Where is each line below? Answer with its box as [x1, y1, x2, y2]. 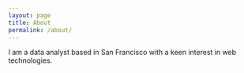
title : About [8, 19, 51, 27]
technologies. [8, 56, 53, 65]
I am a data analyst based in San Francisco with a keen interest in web [8, 48, 237, 57]
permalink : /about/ [8, 26, 73, 34]
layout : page [8, 11, 51, 20]
